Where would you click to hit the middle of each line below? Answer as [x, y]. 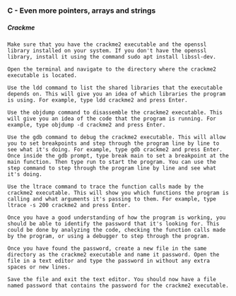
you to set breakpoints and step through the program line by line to [113, 143]
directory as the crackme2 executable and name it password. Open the [113, 254]
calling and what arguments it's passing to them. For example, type [112, 199]
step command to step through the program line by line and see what [112, 168]
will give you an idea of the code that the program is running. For [112, 119]
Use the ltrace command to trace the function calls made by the [105, 187]
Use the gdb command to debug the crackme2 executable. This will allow [117, 137]
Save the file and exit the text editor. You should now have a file [112, 279]
